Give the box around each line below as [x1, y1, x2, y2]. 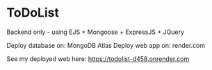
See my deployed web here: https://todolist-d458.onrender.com [6, 54, 190, 63]
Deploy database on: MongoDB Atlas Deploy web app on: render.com [6, 41, 206, 49]
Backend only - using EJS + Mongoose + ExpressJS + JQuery [6, 28, 185, 36]
